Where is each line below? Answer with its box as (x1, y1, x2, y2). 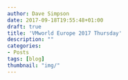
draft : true (7, 23, 42, 30)
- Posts (7, 49, 30, 56)
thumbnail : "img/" (7, 62, 60, 69)
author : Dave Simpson (7, 10, 70, 17)
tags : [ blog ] (7, 56, 45, 63)
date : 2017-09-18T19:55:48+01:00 (7, 17, 104, 24)
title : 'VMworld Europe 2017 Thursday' (7, 29, 122, 37)
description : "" (7, 36, 54, 43)
